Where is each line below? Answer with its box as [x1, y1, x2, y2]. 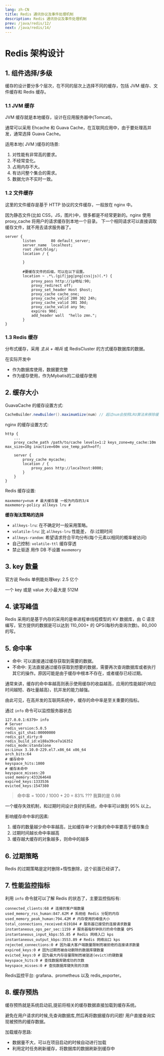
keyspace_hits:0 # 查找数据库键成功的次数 [5, 958, 84, 963]
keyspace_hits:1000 [5, 761, 45, 766]
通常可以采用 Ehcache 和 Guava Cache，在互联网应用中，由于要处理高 [5, 125, 147, 131]
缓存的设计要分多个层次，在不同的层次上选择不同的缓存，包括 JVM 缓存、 [5, 83, 154, 89]
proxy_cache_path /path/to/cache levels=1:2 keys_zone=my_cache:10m [14, 440, 156, 445]
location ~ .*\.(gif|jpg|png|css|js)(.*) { [22, 274, 112, 278]
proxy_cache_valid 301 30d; [31, 300, 89, 305]
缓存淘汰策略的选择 [5, 512, 44, 518]
